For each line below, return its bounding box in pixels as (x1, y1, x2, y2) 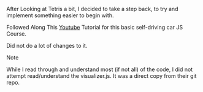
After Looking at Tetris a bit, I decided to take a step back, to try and (6, 6, 178, 12)
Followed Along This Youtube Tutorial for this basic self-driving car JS (6, 24, 183, 31)
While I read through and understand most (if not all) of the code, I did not (6, 66, 193, 73)
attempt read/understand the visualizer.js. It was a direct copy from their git (6, 72, 197, 79)
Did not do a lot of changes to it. (6, 42, 88, 49)
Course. (6, 30, 26, 37)
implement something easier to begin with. (6, 12, 114, 19)
